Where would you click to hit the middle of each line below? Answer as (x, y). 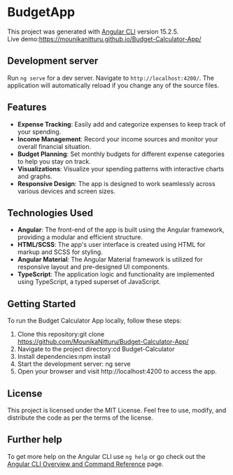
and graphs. (35, 176)
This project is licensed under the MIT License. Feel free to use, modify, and (117, 410)
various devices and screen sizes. (66, 191)
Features (27, 107)
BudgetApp (41, 12)
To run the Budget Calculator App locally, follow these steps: (94, 321)
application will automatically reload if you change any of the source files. (113, 85)
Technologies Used (50, 213)
